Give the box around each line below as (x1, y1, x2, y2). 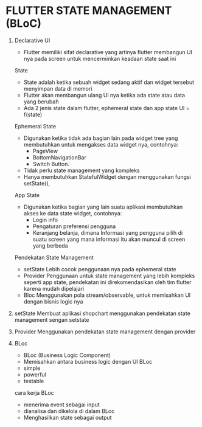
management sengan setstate (14, 316, 89, 323)
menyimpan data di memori (23, 85, 92, 92)
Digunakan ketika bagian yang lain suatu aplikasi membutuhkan (23, 203, 183, 210)
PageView (32, 147, 58, 154)
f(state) (23, 111, 43, 118)
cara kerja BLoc (14, 389, 54, 396)
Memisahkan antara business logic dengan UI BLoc (23, 358, 153, 365)
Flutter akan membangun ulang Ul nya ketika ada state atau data (23, 91, 186, 99)
